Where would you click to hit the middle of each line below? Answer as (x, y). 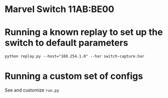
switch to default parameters (67, 43)
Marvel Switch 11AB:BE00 (59, 9)
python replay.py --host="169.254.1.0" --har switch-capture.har (74, 56)
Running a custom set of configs (74, 76)
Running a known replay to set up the (84, 32)
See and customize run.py (32, 90)
